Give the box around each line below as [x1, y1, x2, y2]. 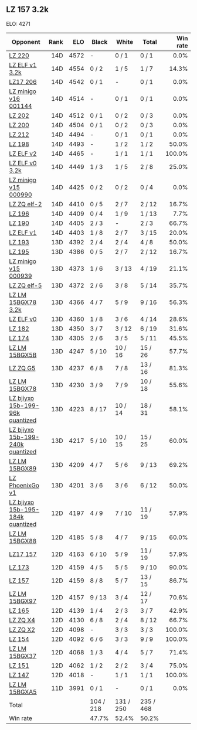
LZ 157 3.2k [6, 5, 49, 15]
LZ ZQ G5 [9, 364, 36, 372]
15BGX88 [9, 537, 37, 545]
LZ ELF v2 [9, 149, 37, 158]
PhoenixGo [9, 481, 40, 489]
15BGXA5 [9, 688, 37, 696]
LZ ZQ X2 [9, 625, 35, 633]
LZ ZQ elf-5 [9, 281, 42, 289]
